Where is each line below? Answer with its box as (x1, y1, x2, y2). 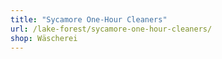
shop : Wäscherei (10, 33, 78, 43)
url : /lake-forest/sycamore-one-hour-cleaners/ (10, 24, 213, 34)
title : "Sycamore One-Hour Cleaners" (10, 14, 168, 25)
